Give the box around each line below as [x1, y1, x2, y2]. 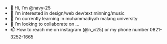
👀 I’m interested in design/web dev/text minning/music [10, 10, 125, 16]
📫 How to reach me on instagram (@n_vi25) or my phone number [10, 27, 149, 32]
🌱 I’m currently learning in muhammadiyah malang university [10, 16, 138, 21]
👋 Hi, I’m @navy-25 [10, 5, 51, 11]
